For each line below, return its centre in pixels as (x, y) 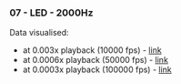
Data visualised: (40, 33)
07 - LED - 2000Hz (51, 13)
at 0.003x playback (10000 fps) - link (92, 50)
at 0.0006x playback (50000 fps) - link (95, 60)
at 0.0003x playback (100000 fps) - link (97, 69)
